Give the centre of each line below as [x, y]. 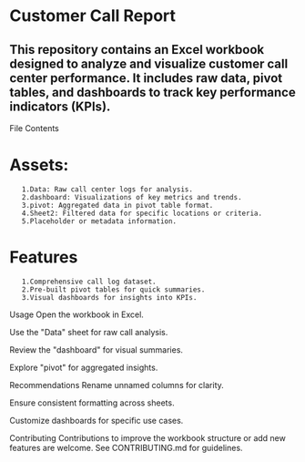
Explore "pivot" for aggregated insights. [84, 367]
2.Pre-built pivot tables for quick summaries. [113, 289]
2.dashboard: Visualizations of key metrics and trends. [132, 197]
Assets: [39, 165]
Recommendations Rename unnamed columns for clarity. [117, 385]
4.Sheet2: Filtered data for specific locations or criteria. [142, 213]
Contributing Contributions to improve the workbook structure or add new [148, 437]
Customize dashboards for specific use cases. [97, 420]
